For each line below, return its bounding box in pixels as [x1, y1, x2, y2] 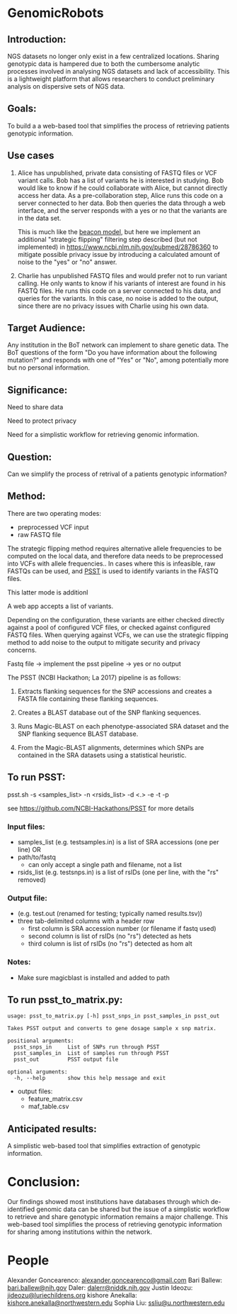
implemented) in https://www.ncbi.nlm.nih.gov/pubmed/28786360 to [17, 243, 219, 251]
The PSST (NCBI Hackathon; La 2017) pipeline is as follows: [7, 673, 181, 682]
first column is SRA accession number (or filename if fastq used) [28, 924, 217, 933]
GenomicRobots [7, 5, 104, 21]
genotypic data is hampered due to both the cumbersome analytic [7, 60, 200, 68]
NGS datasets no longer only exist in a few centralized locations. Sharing [7, 52, 219, 60]
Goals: [7, 103, 37, 115]
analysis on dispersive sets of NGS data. [7, 82, 125, 90]
